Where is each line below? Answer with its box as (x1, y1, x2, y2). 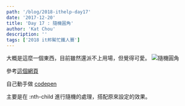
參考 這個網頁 (6, 67, 38, 75)
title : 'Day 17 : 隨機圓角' (6, 20, 74, 26)
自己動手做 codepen (6, 80, 57, 87)
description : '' (6, 31, 47, 38)
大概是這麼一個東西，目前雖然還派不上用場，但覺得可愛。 (6, 55, 150, 61)
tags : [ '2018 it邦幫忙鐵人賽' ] (6, 37, 80, 43)
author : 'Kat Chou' (6, 25, 56, 32)
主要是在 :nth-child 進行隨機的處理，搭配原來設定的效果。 (6, 93, 151, 100)
